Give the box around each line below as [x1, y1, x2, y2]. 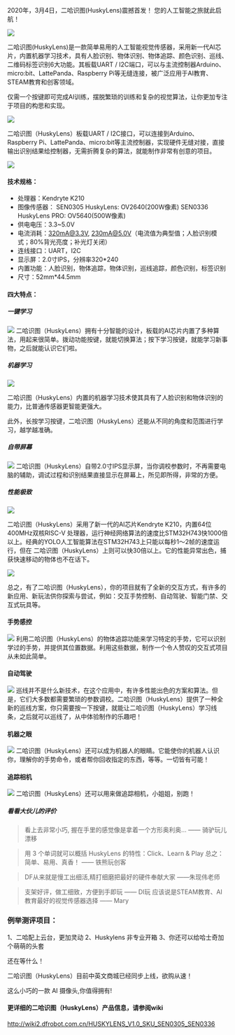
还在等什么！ [7, 957, 44, 965]
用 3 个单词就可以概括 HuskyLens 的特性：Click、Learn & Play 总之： [24, 849, 224, 858]
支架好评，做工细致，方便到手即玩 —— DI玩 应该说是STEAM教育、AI [24, 887, 222, 897]
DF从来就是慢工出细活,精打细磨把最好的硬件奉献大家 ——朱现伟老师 [24, 873, 220, 881]
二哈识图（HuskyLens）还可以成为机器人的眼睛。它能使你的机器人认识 [15, 747, 220, 755]
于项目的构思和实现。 [7, 101, 69, 110]
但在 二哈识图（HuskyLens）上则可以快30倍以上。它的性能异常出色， [19, 546, 220, 555]
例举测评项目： [7, 915, 58, 925]
